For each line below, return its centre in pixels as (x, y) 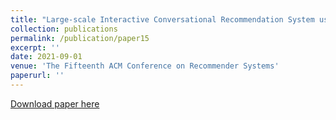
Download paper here (55, 103)
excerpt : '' (35, 47)
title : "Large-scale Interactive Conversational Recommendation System (162, 19)
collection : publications (64, 29)
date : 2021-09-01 (46, 57)
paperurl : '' (37, 76)
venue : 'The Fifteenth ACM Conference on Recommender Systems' (145, 66)
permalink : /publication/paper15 (80, 38)
